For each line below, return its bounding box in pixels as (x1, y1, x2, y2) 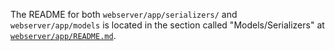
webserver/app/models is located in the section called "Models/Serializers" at (10, 19, 325, 31)
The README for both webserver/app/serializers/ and (10, 9, 238, 20)
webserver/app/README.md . (10, 30, 117, 41)
